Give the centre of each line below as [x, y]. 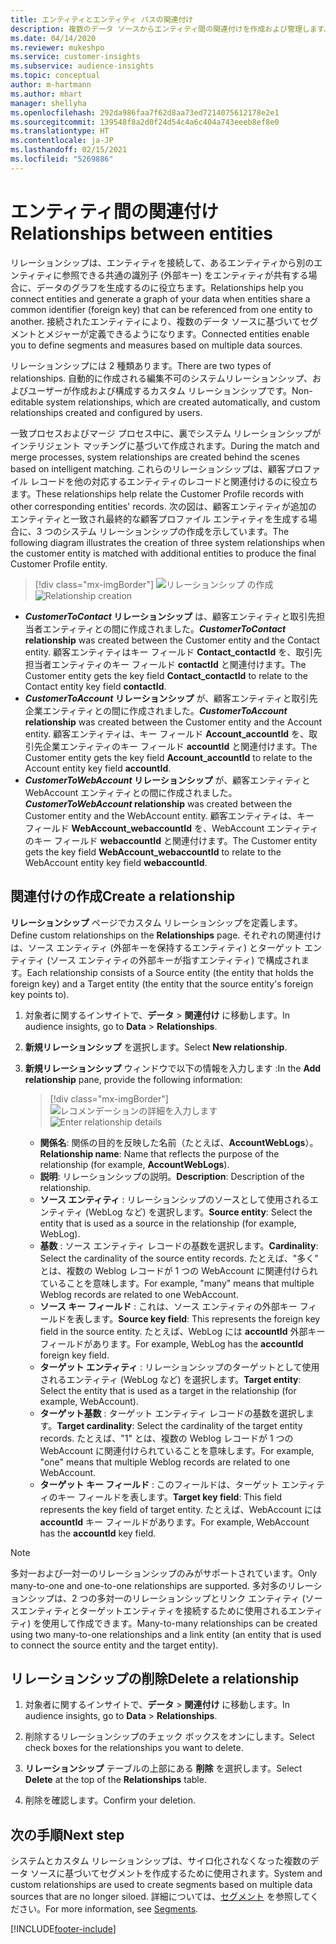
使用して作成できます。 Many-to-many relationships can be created [179, 1623]
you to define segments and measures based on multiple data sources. [156, 345]
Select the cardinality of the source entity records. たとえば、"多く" [179, 1258]
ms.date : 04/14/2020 [53, 38]
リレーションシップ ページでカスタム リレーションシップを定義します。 [156, 922]
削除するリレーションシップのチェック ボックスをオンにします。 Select [169, 1737]
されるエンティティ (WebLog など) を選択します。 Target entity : [170, 1379]
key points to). [40, 994]
